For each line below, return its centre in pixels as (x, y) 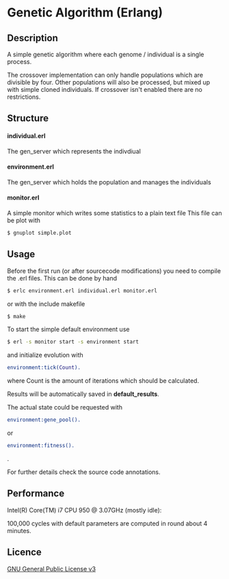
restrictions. (24, 97)
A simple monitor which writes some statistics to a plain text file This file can (114, 213)
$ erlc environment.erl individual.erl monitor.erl (82, 291)
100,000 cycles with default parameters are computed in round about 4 (107, 523)
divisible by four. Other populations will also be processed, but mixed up (109, 82)
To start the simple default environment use (68, 329)
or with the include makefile (46, 304)
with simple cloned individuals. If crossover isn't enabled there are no (105, 90)
